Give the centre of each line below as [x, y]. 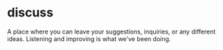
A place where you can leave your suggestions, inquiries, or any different [111, 32]
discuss [30, 13]
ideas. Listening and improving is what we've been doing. [89, 38]
